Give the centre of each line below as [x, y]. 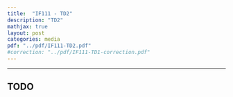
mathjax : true [28, 26]
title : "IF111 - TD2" [40, 14]
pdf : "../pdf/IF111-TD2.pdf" [49, 46]
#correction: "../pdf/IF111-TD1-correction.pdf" [79, 53]
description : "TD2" [35, 20]
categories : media [34, 39]
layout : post [26, 33]
